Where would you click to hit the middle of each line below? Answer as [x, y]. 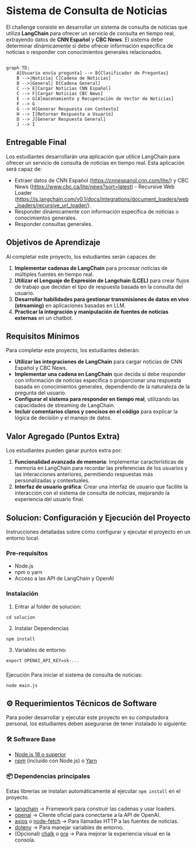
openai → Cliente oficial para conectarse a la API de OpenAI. [87, 815]
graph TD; [18, 68]
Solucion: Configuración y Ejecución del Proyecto [98, 518]
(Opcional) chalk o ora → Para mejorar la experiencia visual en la [92, 833]
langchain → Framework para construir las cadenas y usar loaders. [95, 809]
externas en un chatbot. [44, 317]
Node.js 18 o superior [40, 754]
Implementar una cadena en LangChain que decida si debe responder [100, 374]
